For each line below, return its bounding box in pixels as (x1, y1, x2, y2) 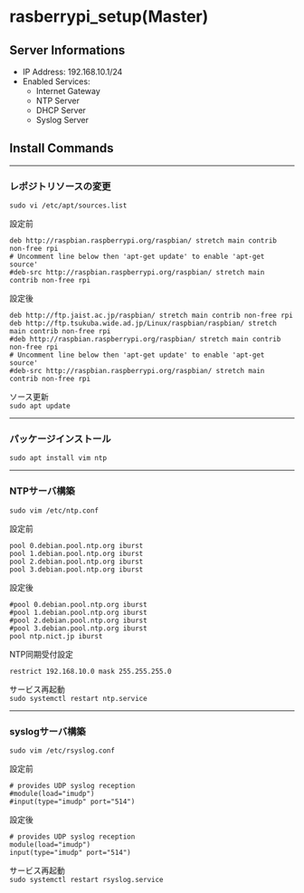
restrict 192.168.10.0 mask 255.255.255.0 (9, 667, 172, 676)
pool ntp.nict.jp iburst (9, 631, 103, 640)
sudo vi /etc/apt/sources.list (9, 201, 128, 210)
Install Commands (9, 140, 115, 156)
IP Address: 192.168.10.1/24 (22, 66, 123, 77)
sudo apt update (9, 401, 71, 411)
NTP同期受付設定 (9, 648, 74, 659)
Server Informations (9, 43, 126, 58)
